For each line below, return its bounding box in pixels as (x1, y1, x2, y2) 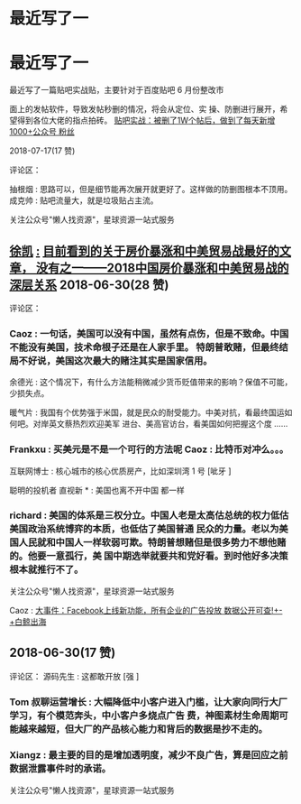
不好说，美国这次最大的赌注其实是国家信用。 (18, 354, 213, 366)
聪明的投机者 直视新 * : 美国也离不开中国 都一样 (9, 485, 185, 495)
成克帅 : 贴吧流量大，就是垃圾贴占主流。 (9, 195, 159, 206)
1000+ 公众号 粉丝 (9, 126, 75, 137)
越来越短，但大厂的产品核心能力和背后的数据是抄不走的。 (18, 723, 269, 735)
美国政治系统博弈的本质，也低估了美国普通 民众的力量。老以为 (9, 522, 279, 535)
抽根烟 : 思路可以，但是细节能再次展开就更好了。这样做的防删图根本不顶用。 (9, 184, 293, 195)
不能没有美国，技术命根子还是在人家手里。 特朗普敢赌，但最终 (9, 340, 279, 353)
